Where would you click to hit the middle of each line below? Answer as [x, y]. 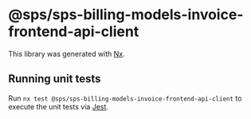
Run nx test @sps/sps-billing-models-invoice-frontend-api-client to [125, 98]
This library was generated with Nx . [67, 54]
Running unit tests [55, 79]
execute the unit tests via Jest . [59, 106]
